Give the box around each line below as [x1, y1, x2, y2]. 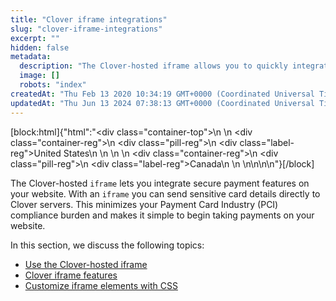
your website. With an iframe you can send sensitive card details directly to [10, 187, 321, 200]
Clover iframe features [24, 269, 118, 281]
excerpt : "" [10, 33, 60, 43]
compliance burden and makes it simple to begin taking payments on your [10, 209, 315, 221]
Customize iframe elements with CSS [24, 279, 178, 291]
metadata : [10, 52, 52, 62]
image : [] [19, 71, 60, 81]
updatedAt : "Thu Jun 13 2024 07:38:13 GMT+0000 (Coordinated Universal [10, 98, 315, 108]
